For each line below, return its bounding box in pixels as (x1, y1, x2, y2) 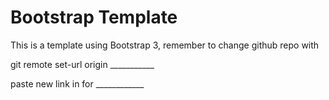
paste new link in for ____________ (10, 77, 145, 90)
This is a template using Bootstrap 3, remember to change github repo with (10, 39, 320, 51)
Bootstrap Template (10, 6, 178, 29)
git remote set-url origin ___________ (10, 58, 155, 70)
